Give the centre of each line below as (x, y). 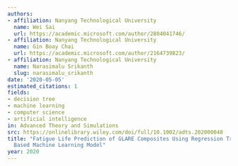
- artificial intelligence (47, 119)
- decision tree (31, 100)
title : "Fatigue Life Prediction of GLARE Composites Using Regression (115, 138)
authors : (20, 14)
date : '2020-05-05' (36, 79)
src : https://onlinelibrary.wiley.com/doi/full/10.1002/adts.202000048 (115, 132)
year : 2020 (23, 152)
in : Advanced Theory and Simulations (63, 125)
